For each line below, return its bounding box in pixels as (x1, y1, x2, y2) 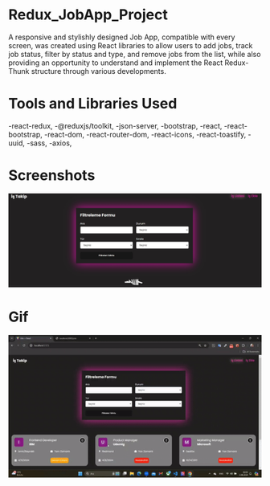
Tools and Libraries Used (8, 95, 178, 113)
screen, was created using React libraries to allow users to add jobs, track (8, 40, 253, 50)
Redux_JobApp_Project (8, 6, 169, 24)
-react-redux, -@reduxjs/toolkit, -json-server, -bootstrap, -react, (8, 120, 223, 130)
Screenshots (8, 166, 96, 185)
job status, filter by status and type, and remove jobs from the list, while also (8, 49, 261, 59)
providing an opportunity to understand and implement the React (8, 58, 223, 67)
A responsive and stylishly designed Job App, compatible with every (8, 32, 235, 42)
